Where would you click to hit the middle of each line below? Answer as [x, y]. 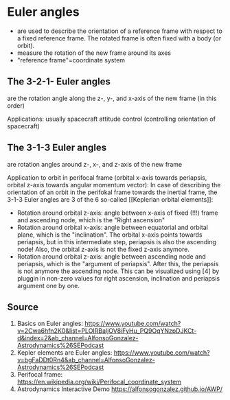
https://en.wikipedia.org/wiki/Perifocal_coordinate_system [99, 382]
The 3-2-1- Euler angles [59, 82]
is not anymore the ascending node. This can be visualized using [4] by [118, 271]
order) [16, 105]
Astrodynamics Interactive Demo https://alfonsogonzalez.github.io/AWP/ [120, 389]
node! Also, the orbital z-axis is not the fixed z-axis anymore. [103, 249]
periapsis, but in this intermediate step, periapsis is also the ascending [116, 242]
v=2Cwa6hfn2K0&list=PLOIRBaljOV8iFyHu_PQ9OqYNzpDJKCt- [107, 331]
